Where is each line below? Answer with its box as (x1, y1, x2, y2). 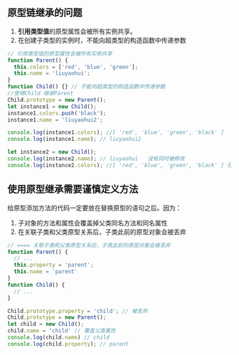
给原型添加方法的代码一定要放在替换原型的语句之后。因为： (7, 203, 182, 212)
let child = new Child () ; (7, 321, 84, 328)
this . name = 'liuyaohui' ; (14, 70, 91, 77)
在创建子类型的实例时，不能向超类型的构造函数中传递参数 (17, 36, 186, 44)
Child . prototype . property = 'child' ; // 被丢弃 (7, 307, 148, 314)
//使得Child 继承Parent (7, 90, 73, 97)
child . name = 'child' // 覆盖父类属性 (7, 327, 116, 334)
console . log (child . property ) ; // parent (7, 340, 129, 347)
